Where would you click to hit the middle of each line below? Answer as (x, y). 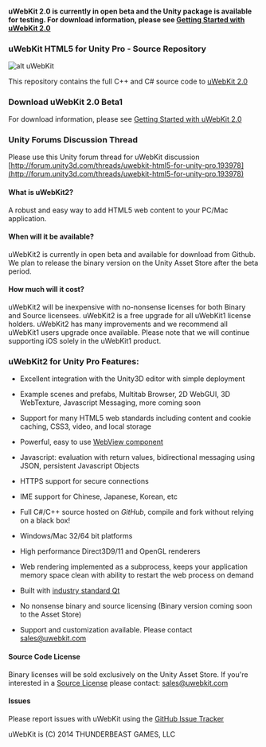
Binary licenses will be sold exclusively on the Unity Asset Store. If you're (128, 674)
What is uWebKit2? (41, 193)
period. (20, 271)
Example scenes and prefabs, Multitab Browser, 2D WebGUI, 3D (125, 395)
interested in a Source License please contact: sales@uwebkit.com (118, 683)
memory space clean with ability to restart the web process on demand (137, 575)
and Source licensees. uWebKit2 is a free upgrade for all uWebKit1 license (130, 316)
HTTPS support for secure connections (84, 481)
